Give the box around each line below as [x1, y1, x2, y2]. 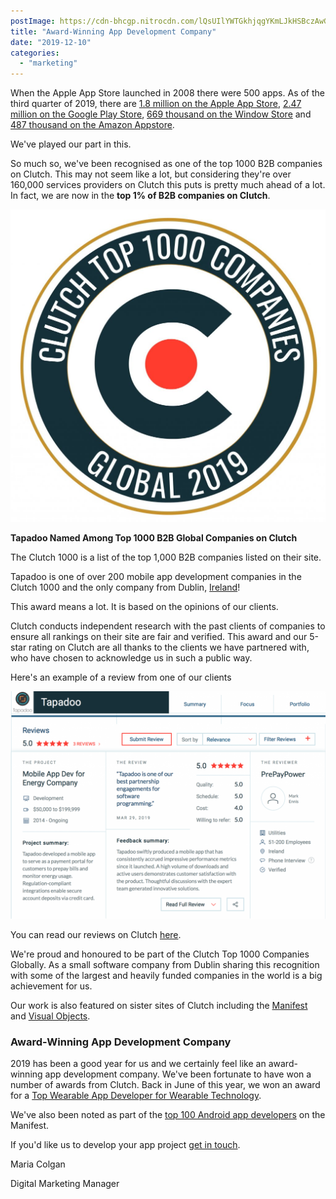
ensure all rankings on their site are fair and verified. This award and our [10, 630, 308, 642]
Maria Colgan [10, 1158, 66, 1170]
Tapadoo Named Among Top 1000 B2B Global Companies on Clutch [10, 531, 298, 544]
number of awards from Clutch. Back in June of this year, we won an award [10, 1079, 321, 1091]
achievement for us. [10, 980, 93, 992]
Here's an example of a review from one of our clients [10, 671, 232, 683]
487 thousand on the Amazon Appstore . [10, 119, 175, 131]
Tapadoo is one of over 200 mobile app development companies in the [10, 570, 302, 582]
